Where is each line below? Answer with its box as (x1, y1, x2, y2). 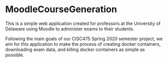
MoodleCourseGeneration (5, 4, 117, 15)
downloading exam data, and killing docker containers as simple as (5, 46, 145, 52)
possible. (5, 52, 24, 58)
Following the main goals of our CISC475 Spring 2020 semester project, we (5, 36, 163, 42)
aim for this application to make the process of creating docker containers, (5, 41, 161, 47)
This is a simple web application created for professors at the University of (5, 20, 161, 26)
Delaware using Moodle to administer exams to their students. (5, 25, 135, 31)
